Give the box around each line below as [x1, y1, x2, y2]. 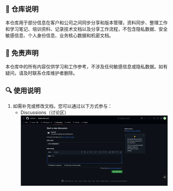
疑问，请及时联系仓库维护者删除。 [5, 70, 78, 76]
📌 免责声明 [5, 49, 39, 58]
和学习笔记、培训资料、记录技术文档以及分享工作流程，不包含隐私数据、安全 [5, 26, 168, 32]
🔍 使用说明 [5, 86, 41, 95]
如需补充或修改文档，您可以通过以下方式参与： [12, 103, 112, 109]
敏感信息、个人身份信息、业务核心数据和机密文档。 [5, 32, 114, 39]
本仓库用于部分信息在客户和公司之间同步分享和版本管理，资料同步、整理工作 [5, 20, 168, 26]
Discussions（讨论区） [20, 109, 69, 116]
